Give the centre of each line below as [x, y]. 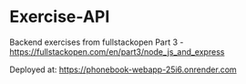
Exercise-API [60, 17]
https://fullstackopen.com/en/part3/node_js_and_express [117, 51]
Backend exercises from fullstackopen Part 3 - [97, 42]
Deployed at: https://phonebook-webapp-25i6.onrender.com [123, 69]
